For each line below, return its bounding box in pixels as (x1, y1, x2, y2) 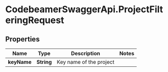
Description (71, 50, 100, 57)
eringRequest (5, 14, 65, 26)
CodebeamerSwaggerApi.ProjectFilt (5, 4, 163, 15)
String (36, 59, 52, 65)
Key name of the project (56, 59, 115, 65)
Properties (5, 35, 40, 43)
